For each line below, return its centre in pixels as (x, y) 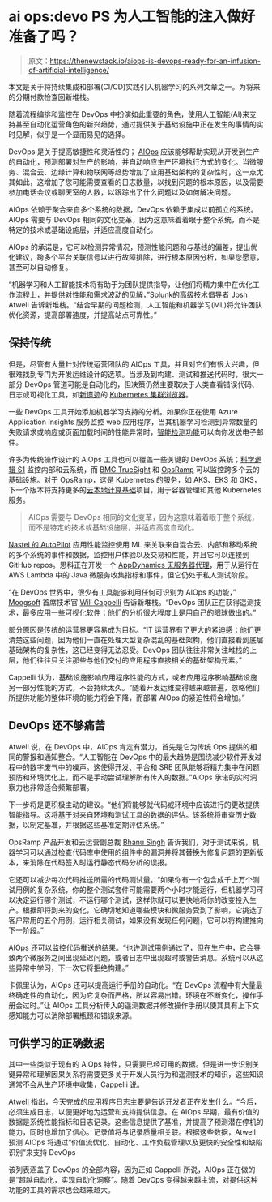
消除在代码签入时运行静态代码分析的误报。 (100, 862)
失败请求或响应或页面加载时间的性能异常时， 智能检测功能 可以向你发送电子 (132, 431)
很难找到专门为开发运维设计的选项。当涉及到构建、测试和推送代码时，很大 (132, 374)
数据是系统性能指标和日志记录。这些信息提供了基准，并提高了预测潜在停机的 (136, 1122)
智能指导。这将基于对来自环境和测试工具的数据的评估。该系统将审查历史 (129, 814)
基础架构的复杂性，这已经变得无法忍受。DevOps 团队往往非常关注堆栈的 (129, 650)
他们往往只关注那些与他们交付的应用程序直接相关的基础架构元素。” (132, 660)
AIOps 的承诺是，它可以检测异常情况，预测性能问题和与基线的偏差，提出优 (133, 247)
